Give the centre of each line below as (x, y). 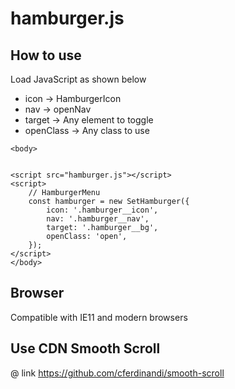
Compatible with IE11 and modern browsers (99, 317)
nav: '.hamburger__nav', (98, 219)
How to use (46, 55)
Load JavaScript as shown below (78, 79)
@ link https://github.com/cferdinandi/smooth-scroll (117, 373)
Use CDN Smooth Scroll (85, 348)
